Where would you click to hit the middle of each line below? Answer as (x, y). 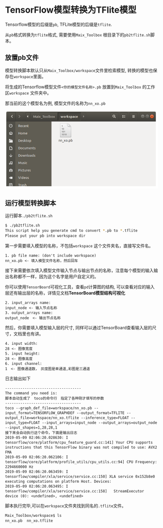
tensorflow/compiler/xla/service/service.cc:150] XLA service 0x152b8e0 (80, 476)
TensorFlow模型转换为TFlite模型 (71, 10)
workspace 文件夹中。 (31, 93)
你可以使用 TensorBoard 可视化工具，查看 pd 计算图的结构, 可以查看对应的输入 (80, 287)
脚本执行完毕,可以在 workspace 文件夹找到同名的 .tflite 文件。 (65, 506)
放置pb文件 (22, 58)
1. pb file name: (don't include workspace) (51, 255)
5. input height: (23, 354)
